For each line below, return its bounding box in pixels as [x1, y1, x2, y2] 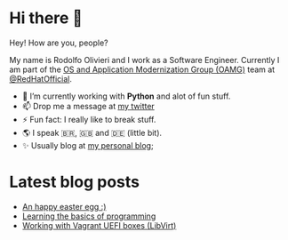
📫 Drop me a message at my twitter [21, 100, 156, 111]
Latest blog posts [9, 172, 140, 192]
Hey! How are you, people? [9, 37, 108, 48]
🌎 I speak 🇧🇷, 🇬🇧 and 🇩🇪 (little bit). [21, 127, 163, 138]
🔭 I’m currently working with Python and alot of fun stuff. [21, 91, 231, 101]
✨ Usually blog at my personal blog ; [21, 140, 154, 150]
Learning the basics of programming [21, 211, 156, 221]
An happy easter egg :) [21, 201, 107, 212]
